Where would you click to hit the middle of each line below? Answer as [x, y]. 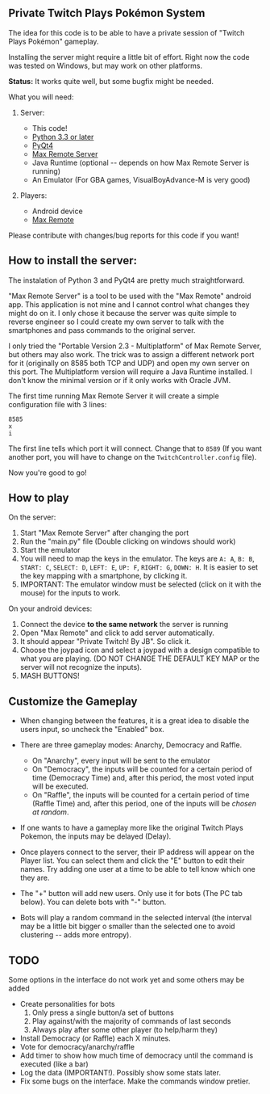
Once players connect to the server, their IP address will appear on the [137, 852]
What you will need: [41, 97]
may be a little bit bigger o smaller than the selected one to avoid [127, 926]
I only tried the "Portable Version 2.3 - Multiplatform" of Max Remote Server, [135, 346]
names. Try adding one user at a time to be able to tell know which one [137, 869]
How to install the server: [73, 261]
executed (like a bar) [54, 1064]
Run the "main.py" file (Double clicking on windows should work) [128, 541]
